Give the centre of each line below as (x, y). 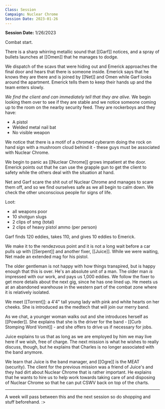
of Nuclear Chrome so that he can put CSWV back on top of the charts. (77, 383)
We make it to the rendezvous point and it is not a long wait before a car (78, 246)
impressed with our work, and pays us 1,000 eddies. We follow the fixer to (80, 277)
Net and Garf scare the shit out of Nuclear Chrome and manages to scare (79, 182)
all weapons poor (30, 211)
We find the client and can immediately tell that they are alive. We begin (78, 97)
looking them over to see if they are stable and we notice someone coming (81, 102)
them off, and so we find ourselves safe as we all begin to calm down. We (79, 187)
